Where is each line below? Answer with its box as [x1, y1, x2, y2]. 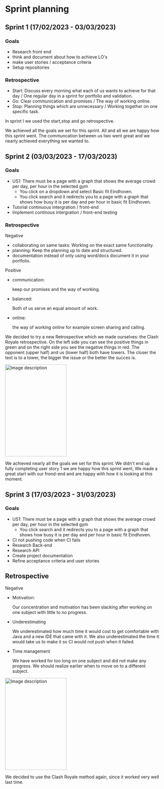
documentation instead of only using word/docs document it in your [12, 253, 149, 258]
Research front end [12, 49, 51, 54]
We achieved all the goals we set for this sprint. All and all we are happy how [5, 127, 160, 133]
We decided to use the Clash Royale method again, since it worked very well [5, 774, 159, 780]
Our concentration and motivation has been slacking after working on [12, 604, 152, 610]
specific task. [12, 109, 40, 115]
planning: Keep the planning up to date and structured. [12, 248, 122, 254]
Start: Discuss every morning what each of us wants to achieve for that [12, 88, 156, 94]
